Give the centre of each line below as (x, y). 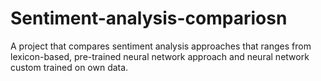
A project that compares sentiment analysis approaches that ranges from (161, 46)
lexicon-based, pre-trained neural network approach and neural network (160, 56)
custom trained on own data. (69, 67)
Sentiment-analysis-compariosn (149, 18)
